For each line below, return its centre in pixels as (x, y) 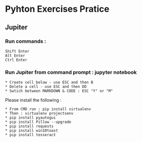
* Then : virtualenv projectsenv (39, 114)
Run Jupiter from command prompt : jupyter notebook (71, 72)
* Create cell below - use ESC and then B (49, 83)
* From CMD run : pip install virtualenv (48, 109)
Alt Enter (15, 56)
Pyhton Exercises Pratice (57, 9)
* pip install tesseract (30, 135)
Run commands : (26, 41)
